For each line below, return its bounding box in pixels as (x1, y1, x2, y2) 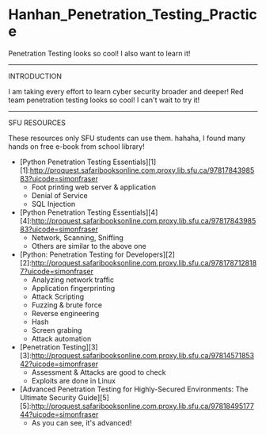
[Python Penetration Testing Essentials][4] (19, 208, 158, 217)
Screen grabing (31, 325, 82, 334)
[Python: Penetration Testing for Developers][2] (19, 250, 176, 259)
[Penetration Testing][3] (19, 342, 98, 352)
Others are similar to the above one (31, 241, 146, 250)
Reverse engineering (31, 308, 100, 318)
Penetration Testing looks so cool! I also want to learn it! (8, 48, 191, 58)
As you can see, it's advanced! (31, 418, 132, 427)
